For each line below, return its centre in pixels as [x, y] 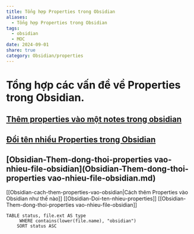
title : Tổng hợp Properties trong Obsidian [61, 12]
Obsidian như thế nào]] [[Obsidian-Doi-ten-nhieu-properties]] [82, 198]
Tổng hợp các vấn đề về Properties [93, 85]
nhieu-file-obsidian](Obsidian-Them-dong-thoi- [97, 169]
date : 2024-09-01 [28, 45]
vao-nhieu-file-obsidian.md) [101, 178]
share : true [21, 50]
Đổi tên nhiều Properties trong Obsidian [81, 140]
